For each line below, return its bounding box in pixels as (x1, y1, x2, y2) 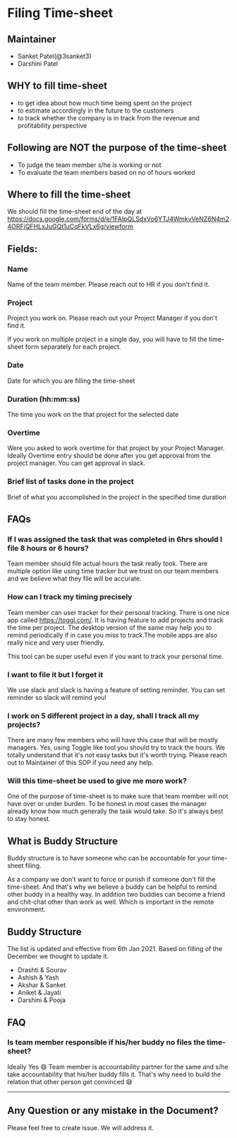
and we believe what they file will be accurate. (7, 575, 142, 583)
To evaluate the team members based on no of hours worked (17, 168, 195, 176)
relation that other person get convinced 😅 (7, 1077, 133, 1086)
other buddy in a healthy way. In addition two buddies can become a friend (7, 890, 226, 899)
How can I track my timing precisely (7, 592, 133, 602)
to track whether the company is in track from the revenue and (17, 113, 200, 122)
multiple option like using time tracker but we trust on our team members (7, 567, 219, 575)
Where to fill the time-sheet (7, 189, 131, 201)
